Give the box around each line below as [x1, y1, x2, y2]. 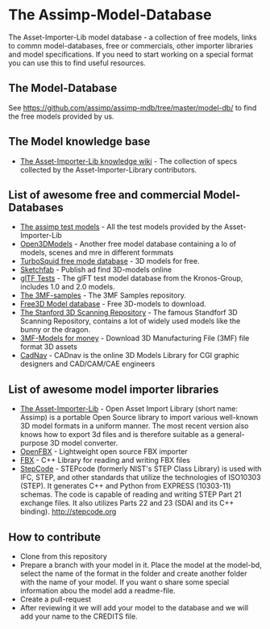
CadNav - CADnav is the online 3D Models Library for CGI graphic [19, 351, 239, 360]
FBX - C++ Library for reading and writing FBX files [19, 456, 191, 465]
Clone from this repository [19, 552, 107, 561]
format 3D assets [19, 342, 78, 352]
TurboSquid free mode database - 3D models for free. [19, 256, 200, 266]
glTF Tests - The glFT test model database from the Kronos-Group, [19, 273, 243, 283]
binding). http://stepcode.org [19, 506, 117, 517]
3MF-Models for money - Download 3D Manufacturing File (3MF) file [19, 333, 250, 344]
